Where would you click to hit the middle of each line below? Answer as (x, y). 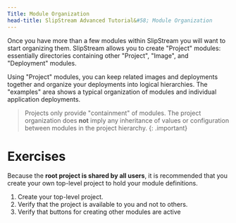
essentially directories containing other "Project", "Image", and (98, 55)
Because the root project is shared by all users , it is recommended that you (117, 176)
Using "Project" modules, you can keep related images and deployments (113, 77)
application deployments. (44, 99)
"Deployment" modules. (42, 63)
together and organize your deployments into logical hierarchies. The (107, 84)
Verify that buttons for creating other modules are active (99, 212)
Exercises (37, 156)
